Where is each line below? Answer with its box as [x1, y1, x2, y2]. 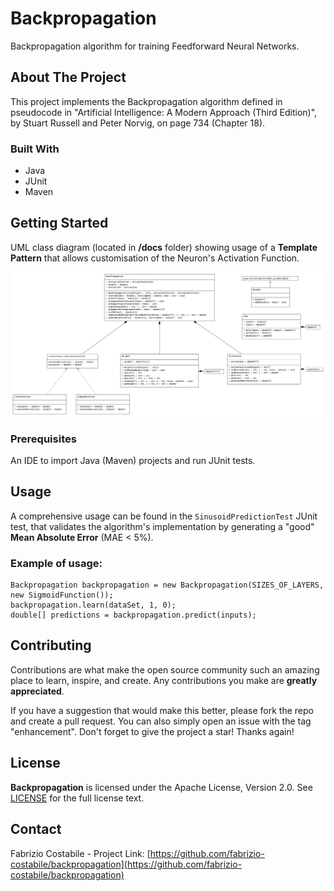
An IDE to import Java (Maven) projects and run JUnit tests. [10, 454, 256, 466]
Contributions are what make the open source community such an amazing [10, 663, 320, 676]
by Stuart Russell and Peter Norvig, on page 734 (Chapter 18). [10, 117, 266, 129]
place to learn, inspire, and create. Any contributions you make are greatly [10, 674, 318, 686]
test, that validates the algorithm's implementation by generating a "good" [10, 520, 315, 532]
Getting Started [10, 215, 109, 232]
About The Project [10, 69, 127, 86]
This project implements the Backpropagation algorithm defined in [10, 95, 283, 107]
